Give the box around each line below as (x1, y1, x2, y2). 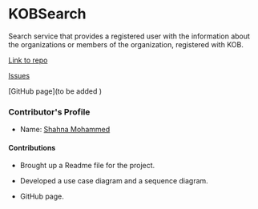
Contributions (8, 143, 56, 152)
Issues (8, 70, 30, 80)
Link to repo (8, 55, 48, 65)
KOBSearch (8, 5, 87, 23)
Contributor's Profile (8, 106, 91, 117)
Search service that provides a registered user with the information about (8, 31, 251, 41)
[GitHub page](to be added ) (8, 86, 103, 96)
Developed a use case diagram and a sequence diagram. (19, 176, 208, 186)
